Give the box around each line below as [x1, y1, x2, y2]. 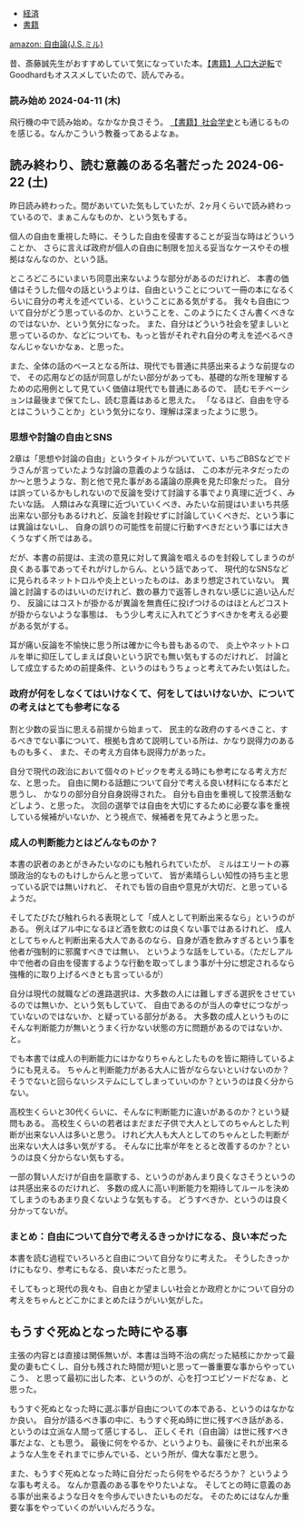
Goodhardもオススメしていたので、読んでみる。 [9, 69, 189, 80]
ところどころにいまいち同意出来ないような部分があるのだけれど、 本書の [9, 273, 281, 284]
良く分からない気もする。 [33, 1152, 129, 1163]
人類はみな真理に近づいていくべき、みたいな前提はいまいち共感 [51, 499, 289, 509]
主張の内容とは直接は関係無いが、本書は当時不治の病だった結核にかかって [9, 1350, 288, 1361]
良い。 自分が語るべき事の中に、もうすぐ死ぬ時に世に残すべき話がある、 [16, 1415, 289, 1425]
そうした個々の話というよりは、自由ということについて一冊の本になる [25, 285, 288, 296]
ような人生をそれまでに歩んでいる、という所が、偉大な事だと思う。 [9, 1449, 263, 1460]
